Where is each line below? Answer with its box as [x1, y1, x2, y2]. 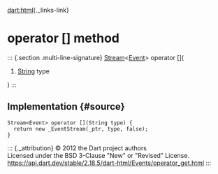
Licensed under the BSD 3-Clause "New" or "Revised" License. [7, 151, 190, 159]
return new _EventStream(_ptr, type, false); [13, 125, 149, 132]
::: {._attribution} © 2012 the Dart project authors [7, 143, 147, 152]
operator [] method [7, 31, 120, 46]
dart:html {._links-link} [7, 6, 70, 14]
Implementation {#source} [7, 101, 126, 113]
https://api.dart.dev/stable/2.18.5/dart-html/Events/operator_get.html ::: [7, 159, 212, 167]
